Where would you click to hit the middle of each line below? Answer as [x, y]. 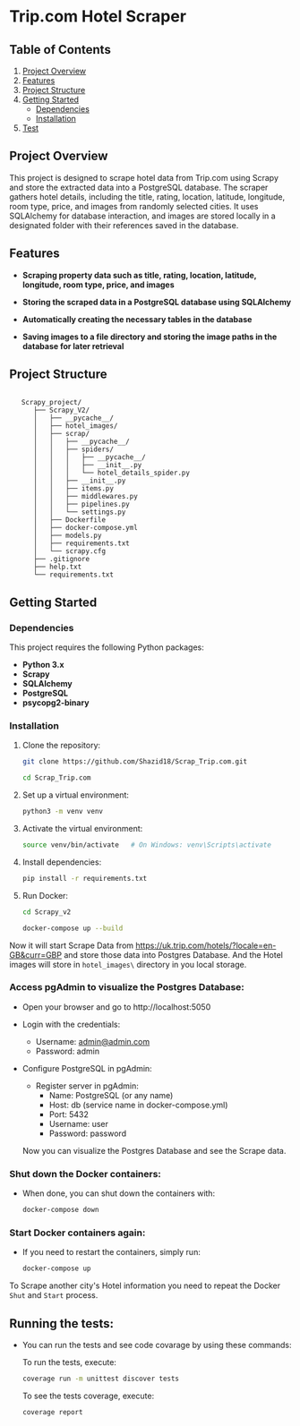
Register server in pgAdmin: [87, 1086]
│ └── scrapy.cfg [69, 551]
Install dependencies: [62, 862]
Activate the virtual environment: [82, 829]
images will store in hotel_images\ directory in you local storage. [128, 964]
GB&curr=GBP [36, 954]
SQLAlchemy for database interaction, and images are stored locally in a [142, 216]
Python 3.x [43, 665]
